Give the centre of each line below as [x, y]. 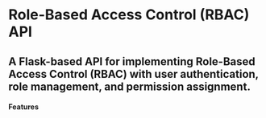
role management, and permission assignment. [130, 86]
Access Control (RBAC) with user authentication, [134, 74]
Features [23, 107]
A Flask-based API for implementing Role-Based [132, 61]
